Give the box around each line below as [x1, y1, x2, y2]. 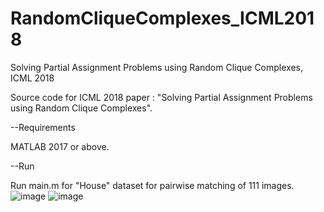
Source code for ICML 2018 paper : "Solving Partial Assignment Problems [10, 91, 313, 103]
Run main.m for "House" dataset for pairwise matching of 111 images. [10, 179, 295, 191]
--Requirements [10, 121, 76, 133]
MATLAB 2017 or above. [10, 140, 110, 152]
